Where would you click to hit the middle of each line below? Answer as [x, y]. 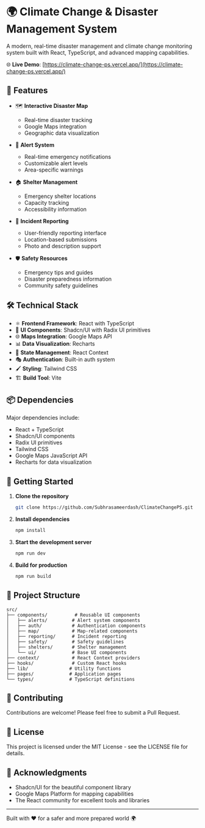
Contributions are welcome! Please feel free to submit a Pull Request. [93, 713]
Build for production [41, 565]
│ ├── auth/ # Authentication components [76, 626]
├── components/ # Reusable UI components [73, 615]
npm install [30, 531]
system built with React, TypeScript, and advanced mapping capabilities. [98, 52]
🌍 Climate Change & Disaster [82, 12]
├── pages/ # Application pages [64, 674]
